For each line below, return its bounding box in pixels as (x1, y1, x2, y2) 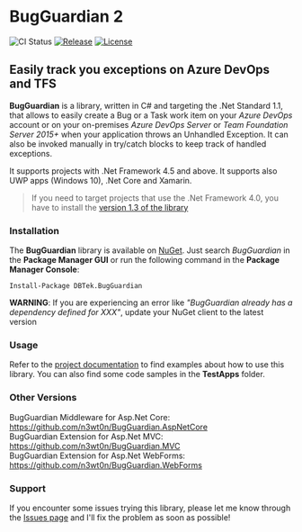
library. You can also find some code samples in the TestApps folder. (9, 369, 265, 380)
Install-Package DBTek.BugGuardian (9, 282, 143, 291)
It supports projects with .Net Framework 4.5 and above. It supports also (9, 165, 278, 176)
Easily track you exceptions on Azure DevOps (9, 62, 271, 77)
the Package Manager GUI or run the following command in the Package (9, 255, 280, 266)
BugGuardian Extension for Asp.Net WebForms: (9, 450, 186, 461)
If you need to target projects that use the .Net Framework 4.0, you (31, 192, 279, 203)
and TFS (9, 77, 57, 92)
